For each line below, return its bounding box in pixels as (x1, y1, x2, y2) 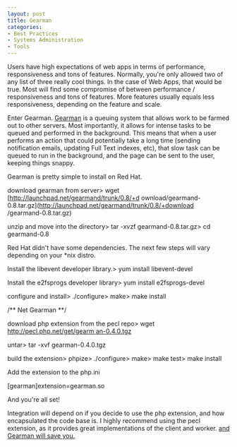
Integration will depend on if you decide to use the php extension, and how (7, 409, 225, 417)
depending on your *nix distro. (7, 251, 97, 259)
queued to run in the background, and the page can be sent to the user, (7, 151, 215, 160)
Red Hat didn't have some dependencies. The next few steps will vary (7, 244, 210, 251)
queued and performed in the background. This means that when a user (7, 129, 217, 137)
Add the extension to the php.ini (7, 368, 100, 376)
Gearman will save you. (7, 431, 75, 440)
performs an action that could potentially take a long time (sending (7, 136, 201, 145)
